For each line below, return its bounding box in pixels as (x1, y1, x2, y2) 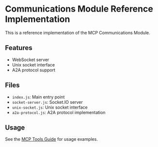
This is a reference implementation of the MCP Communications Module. (5, 30, 150, 35)
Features (5, 44, 32, 52)
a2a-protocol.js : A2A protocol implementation (12, 109, 106, 115)
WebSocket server (12, 57, 49, 63)
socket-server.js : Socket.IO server (12, 99, 83, 105)
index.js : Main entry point (12, 94, 65, 100)
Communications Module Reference (5, 3, 154, 15)
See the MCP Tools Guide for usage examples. (5, 136, 98, 142)
